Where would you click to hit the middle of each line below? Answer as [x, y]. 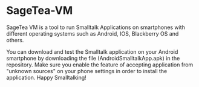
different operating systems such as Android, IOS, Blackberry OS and [93, 33]
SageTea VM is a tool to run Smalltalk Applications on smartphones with [96, 27]
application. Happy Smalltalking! [46, 77]
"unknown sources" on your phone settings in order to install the [87, 71]
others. [15, 40]
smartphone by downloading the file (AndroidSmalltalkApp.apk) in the [93, 58]
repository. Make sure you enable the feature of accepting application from [100, 65]
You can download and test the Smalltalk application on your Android [92, 51]
